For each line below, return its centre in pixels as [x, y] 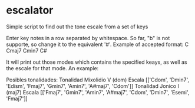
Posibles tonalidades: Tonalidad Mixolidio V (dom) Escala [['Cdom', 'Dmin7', [98, 80]
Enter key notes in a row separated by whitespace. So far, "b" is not [88, 38]
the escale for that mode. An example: [52, 68]
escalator [30, 10]
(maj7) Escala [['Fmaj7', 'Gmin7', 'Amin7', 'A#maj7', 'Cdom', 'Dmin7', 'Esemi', [98, 92]
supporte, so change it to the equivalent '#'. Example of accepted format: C [97, 44]
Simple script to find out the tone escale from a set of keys [77, 27]
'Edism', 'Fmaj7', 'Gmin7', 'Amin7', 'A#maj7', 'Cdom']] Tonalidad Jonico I [93, 86]
